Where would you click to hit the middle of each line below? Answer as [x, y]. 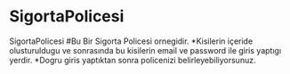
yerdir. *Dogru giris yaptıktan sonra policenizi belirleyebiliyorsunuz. [133, 60]
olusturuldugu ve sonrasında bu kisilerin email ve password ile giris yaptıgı [145, 50]
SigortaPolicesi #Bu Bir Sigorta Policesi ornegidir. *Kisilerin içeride [131, 41]
